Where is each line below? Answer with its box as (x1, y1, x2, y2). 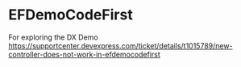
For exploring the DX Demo (8, 32, 98, 42)
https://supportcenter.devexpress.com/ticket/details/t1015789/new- (8, 40, 233, 50)
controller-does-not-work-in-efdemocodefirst (8, 49, 161, 59)
